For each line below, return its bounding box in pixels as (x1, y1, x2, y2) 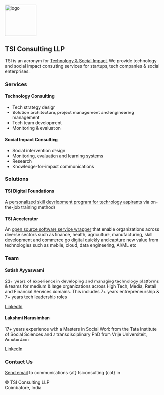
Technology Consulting (5, 93, 55, 99)
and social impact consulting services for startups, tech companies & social (5, 63, 160, 69)
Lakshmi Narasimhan (5, 315, 50, 321)
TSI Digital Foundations (5, 188, 55, 194)
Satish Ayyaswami (5, 267, 44, 273)
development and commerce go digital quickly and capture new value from (5, 237, 159, 243)
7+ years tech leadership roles (5, 294, 67, 300)
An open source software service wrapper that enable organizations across (5, 226, 160, 232)
